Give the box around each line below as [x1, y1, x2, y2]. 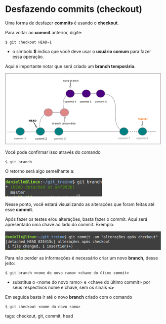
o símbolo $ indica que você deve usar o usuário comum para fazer [12, 48, 152, 54]
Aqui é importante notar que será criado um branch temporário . [5, 63, 136, 69]
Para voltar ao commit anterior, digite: [5, 29, 83, 35]
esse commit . [5, 206, 34, 212]
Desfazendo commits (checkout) [5, 3, 142, 15]
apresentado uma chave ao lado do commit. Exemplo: [5, 221, 115, 227]
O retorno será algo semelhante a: [5, 168, 75, 174]
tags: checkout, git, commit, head [5, 313, 73, 319]
